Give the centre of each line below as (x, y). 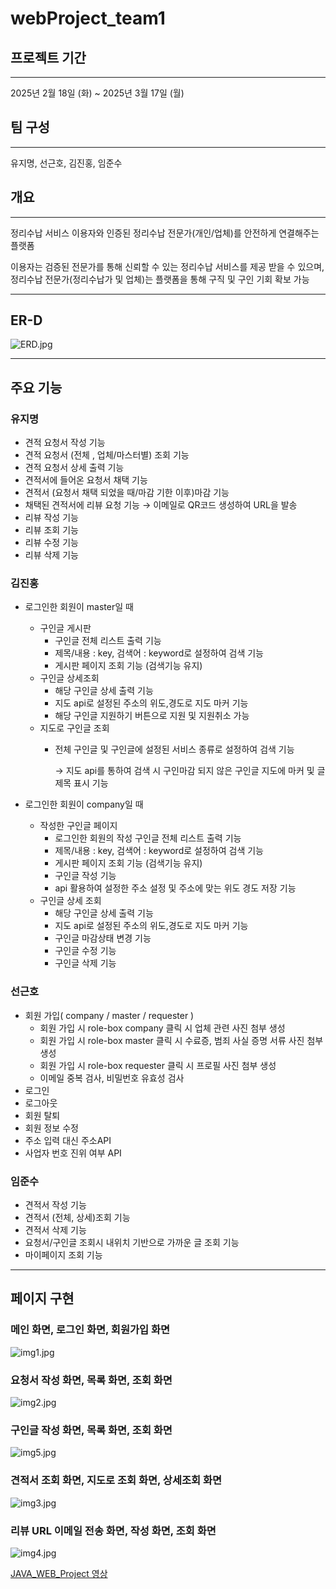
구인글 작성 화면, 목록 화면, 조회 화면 (91, 1430)
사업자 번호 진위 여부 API (73, 1153)
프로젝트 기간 (48, 57)
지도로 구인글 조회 (74, 728)
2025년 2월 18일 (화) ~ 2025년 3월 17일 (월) (97, 93)
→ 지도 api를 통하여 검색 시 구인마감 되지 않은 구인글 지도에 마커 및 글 (190, 771)
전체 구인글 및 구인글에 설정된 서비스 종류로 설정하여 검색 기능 (174, 749)
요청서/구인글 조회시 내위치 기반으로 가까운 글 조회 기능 (132, 1243)
